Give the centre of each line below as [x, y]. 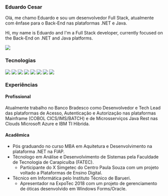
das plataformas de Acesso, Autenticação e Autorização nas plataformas [81, 113]
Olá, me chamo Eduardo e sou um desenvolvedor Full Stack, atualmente [79, 18]
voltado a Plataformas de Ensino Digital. [61, 173]
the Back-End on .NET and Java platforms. [49, 38]
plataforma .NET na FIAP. [39, 151]
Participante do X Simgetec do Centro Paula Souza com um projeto [89, 167]
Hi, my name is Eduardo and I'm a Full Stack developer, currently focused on [84, 33]
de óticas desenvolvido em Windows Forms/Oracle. [73, 189]
